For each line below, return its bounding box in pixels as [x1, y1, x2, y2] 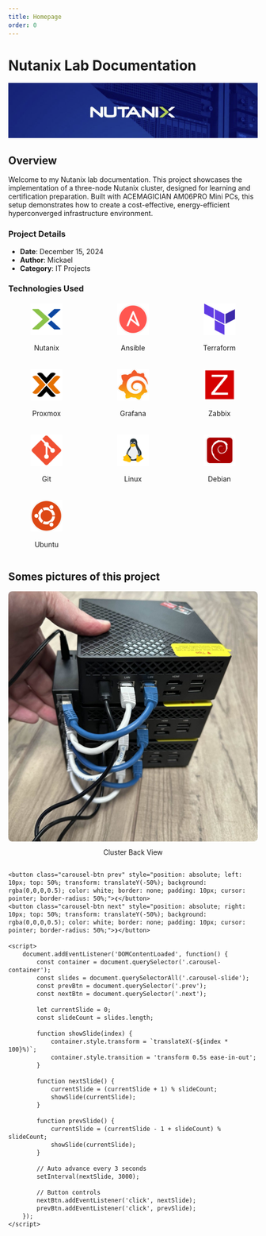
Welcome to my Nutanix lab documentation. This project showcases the [8, 175, 243, 184]
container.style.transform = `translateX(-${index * [50, 1037, 228, 1046]
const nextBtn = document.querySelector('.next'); [36, 990, 207, 998]
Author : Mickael [19, 255, 74, 265]
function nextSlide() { [36, 1077, 115, 1086]
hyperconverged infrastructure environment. [8, 209, 154, 218]
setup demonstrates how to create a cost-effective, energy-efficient [8, 200, 230, 210]
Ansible [120, 343, 146, 353]
